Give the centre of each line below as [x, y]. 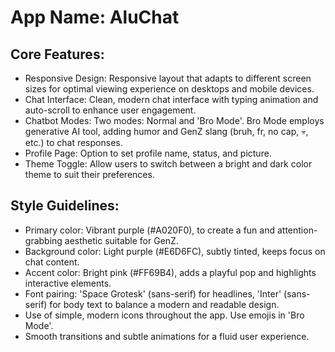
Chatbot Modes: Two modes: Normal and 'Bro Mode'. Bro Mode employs [174, 120]
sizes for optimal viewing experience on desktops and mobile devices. [169, 89]
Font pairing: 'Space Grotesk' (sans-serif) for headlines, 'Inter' [153, 293]
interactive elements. [68, 283]
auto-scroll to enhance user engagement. [110, 110]
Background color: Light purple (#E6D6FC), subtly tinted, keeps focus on [175, 251]
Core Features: [57, 54]
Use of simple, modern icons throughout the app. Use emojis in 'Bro [164, 315]
